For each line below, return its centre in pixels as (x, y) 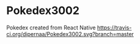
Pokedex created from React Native (51, 28)
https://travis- (114, 28)
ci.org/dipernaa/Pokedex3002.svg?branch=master (70, 34)
